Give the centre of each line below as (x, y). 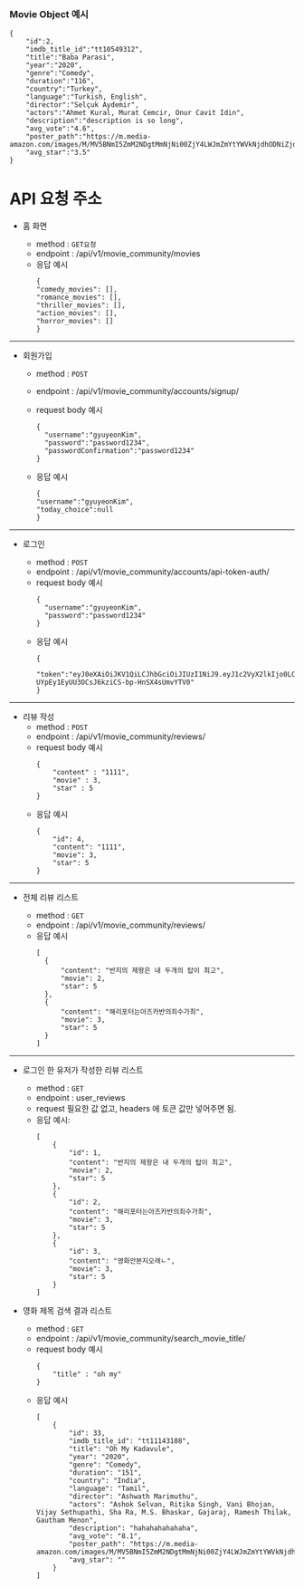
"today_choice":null (75, 510)
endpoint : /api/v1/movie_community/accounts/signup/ (138, 391)
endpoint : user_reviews (81, 1098)
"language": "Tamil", (109, 1489)
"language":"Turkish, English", (86, 97)
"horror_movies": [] (75, 322)
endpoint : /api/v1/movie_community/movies (118, 254)
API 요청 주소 (56, 199)
